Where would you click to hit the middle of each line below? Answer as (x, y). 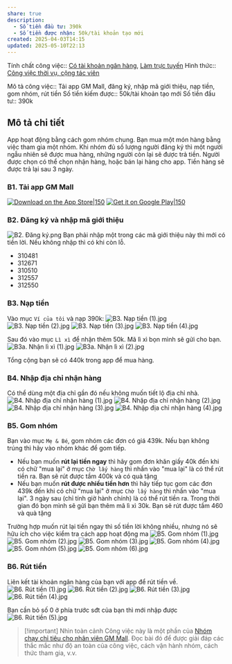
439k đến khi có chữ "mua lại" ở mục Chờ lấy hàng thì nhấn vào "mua (116, 491)
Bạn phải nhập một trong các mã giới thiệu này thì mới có (144, 235)
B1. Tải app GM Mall (41, 186)
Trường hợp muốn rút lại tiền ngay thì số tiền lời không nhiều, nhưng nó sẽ (113, 527)
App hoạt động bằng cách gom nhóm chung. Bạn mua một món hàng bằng (114, 139)
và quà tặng (34, 513)
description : (26, 20)
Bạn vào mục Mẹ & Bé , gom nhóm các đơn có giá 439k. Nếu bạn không (108, 441)
